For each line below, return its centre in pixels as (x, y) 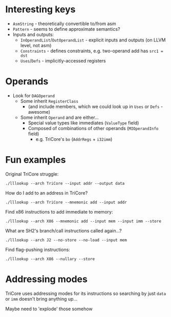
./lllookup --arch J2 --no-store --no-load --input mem (66, 240)
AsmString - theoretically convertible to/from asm (64, 24)
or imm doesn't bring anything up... (41, 299)
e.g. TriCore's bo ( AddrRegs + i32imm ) (74, 139)
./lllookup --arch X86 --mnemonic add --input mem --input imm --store (83, 221)
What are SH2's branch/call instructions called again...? (63, 230)
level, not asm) (36, 45)
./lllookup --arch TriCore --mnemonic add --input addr (66, 202)
